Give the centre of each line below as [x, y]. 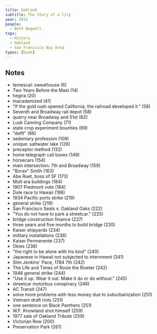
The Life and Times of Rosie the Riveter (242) [60, 268]
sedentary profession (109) [41, 139]
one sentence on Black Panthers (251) [52, 305]
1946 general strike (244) [39, 273]
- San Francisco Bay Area [37, 48]
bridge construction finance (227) [48, 219]
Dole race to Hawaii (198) [39, 192]
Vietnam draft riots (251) [38, 300]
